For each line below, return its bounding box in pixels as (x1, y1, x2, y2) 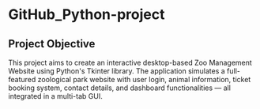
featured (8, 75, 36, 84)
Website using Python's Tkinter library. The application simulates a (8, 66, 225, 76)
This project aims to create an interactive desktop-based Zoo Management (8, 58, 253, 67)
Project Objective (8, 37, 96, 51)
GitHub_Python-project (8, 6, 165, 24)
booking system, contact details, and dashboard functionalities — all (8, 83, 232, 92)
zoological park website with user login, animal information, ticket (37, 75, 251, 84)
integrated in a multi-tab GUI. (8, 92, 103, 100)
